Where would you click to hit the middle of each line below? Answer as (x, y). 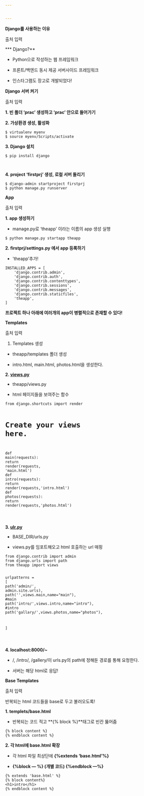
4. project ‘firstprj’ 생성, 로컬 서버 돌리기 (45, 174)
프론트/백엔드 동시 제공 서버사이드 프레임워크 (55, 70)
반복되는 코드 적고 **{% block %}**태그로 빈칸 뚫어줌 (65, 722)
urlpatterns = (20, 577)
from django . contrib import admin (41, 556)
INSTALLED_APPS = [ (25, 268)
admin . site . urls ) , (24, 590)
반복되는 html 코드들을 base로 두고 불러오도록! (50, 702)
